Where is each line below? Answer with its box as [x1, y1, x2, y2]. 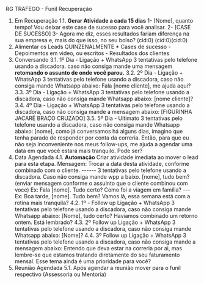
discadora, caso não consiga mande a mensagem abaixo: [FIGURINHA [14, 108, 192, 115]
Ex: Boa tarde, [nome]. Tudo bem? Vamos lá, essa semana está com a [14, 193, 191, 200]
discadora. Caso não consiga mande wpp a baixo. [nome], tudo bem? [14, 173, 190, 180]
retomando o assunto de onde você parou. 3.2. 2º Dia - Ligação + [14, 69, 183, 76]
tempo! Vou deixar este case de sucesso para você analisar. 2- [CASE [14, 24, 191, 31]
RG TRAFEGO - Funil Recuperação [5, 6, 92, 12]
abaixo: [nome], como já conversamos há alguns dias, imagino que [14, 128, 183, 135]
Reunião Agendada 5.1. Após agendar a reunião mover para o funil [14, 264, 181, 271]
